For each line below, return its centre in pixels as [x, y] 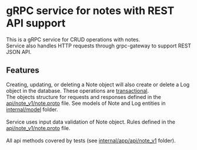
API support [36, 23]
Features [23, 71]
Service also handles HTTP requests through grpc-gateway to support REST [99, 46]
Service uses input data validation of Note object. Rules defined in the [91, 122]
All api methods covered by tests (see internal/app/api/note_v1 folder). [91, 140]
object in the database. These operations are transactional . [77, 91]
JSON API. [19, 52]
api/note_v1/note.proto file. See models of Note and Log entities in [86, 103]
